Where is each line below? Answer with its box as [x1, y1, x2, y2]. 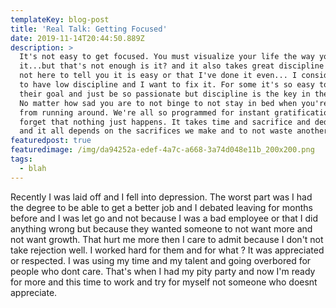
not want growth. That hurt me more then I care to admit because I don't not [10, 233, 324, 245]
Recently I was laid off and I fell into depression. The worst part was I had [10, 191, 313, 203]
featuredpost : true [10, 136, 92, 146]
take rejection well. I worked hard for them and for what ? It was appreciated [10, 244, 325, 256]
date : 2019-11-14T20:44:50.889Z [10, 33, 145, 43]
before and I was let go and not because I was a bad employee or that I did [10, 212, 318, 224]
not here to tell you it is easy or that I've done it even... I [19, 71, 298, 81]
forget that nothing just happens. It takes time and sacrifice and [19, 117, 311, 127]
